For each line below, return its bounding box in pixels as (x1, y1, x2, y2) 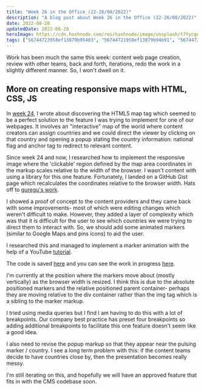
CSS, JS (6, 93, 38, 104)
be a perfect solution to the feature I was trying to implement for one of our (6, 116, 194, 123)
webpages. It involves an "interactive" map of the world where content (6, 123, 183, 130)
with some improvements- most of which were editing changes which (6, 204, 181, 211)
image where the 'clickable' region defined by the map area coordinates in (6, 160, 192, 167)
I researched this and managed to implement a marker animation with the (6, 241, 189, 249)
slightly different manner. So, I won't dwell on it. (6, 67, 126, 73)
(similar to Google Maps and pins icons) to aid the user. (6, 230, 144, 237)
